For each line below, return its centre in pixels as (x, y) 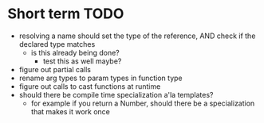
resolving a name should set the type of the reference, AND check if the (137, 36)
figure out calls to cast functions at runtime (90, 86)
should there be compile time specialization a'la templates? (116, 94)
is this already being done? (75, 52)
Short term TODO (66, 14)
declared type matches (57, 44)
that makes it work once (71, 111)
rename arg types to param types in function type (100, 78)
